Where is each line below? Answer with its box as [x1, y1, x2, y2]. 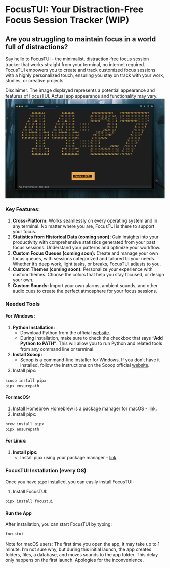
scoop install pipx [5, 377, 47, 383]
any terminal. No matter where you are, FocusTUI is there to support [12, 223, 155, 229]
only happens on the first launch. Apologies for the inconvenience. [5, 557, 144, 563]
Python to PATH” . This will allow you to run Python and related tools [20, 340, 163, 346]
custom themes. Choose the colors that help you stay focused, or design [12, 271, 164, 277]
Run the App [5, 510, 32, 516]
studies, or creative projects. [5, 78, 65, 83]
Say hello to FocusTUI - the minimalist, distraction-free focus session [5, 56, 149, 62]
